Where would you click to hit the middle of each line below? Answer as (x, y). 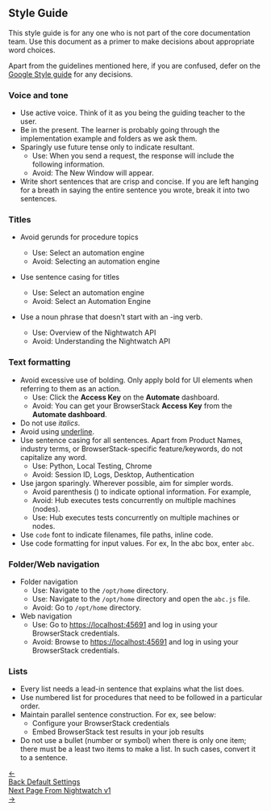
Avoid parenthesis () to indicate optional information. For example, (142, 492)
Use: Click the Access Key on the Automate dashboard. (126, 397)
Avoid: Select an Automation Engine (92, 302)
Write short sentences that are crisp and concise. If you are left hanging (139, 182)
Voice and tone (38, 95)
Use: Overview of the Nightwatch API (94, 333)
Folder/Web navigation (54, 564)
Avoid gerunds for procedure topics (79, 237)
